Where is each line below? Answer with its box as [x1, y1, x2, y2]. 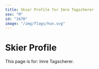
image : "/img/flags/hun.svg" [5, 21, 65, 26]
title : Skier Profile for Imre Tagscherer [5, 7, 94, 12]
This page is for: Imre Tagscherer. [5, 59, 74, 65]
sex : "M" [5, 12, 23, 17]
